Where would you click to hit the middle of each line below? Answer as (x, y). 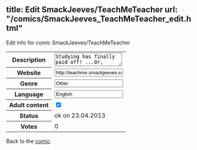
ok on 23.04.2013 (80, 116)
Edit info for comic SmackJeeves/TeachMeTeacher (68, 42)
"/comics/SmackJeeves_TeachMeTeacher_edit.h (99, 19)
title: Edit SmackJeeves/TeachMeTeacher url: (92, 10)
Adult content (29, 105)
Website (29, 73)
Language (29, 94)
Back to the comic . (29, 141)
